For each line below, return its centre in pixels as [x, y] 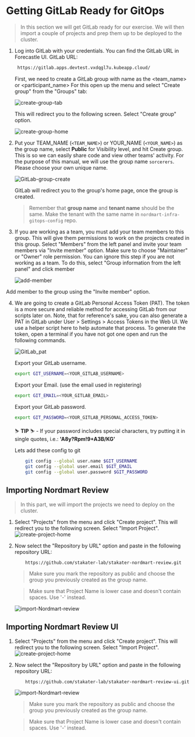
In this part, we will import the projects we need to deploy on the [97, 504]
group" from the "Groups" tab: [51, 91]
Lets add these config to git [47, 450]
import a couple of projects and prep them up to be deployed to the [101, 33]
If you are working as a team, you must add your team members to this [99, 232]
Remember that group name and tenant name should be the [102, 208]
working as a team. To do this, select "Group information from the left [97, 263]
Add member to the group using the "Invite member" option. [78, 291]
